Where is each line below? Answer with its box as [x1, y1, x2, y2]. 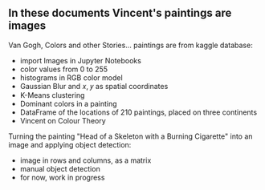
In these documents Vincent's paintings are [8, 6, 232, 20]
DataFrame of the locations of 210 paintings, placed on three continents [19, 107, 258, 117]
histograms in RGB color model [19, 72, 123, 83]
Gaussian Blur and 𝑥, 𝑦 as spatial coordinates [19, 81, 169, 91]
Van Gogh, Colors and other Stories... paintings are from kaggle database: [8, 40, 253, 50]
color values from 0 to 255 [19, 64, 108, 74]
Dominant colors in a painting [19, 99, 118, 108]
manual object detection [19, 164, 100, 173]
